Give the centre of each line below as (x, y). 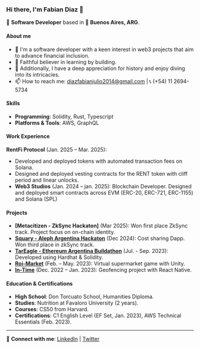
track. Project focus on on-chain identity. (65, 232)
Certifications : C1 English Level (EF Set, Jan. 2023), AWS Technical (98, 316)
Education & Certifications (40, 283)
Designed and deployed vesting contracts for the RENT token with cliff (101, 173)
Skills (13, 103)
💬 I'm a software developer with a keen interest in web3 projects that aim (104, 49)
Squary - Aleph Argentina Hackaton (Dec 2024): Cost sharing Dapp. (100, 238)
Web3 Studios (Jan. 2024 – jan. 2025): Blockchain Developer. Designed (103, 186)
